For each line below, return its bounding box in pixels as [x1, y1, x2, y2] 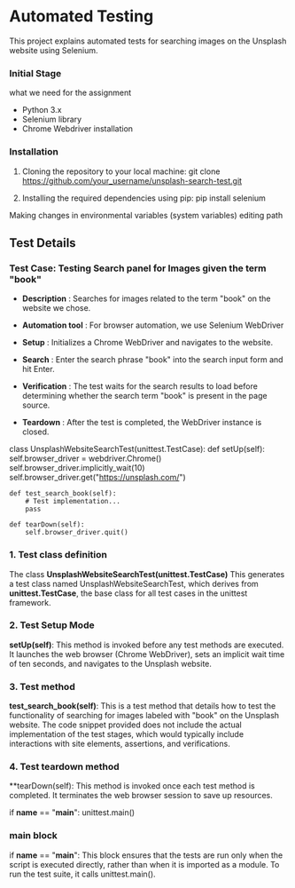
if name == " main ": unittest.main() [9, 807, 136, 818]
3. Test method [9, 680, 75, 693]
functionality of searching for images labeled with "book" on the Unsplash [9, 710, 280, 721]
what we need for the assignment [9, 87, 132, 99]
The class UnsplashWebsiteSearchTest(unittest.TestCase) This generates [9, 568, 285, 579]
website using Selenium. [9, 44, 99, 55]
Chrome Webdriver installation [21, 123, 134, 134]
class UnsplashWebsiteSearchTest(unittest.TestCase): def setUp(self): [9, 444, 266, 455]
